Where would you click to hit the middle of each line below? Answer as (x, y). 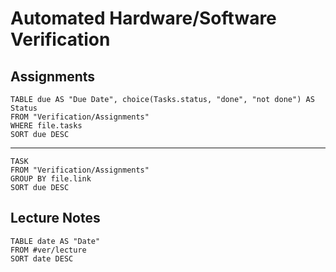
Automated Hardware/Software (143, 18)
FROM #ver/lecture (48, 250)
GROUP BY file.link (51, 179)
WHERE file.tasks (46, 126)
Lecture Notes (55, 218)
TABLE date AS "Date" (55, 241)
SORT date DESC (42, 258)
